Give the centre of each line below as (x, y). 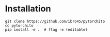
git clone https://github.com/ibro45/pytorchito (55, 21)
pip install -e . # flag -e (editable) (47, 29)
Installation (28, 9)
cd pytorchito (19, 25)
